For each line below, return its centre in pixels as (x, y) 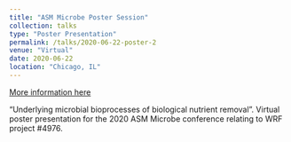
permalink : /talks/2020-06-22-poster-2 (83, 42)
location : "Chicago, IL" (55, 67)
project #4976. (36, 128)
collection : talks (43, 26)
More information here (50, 92)
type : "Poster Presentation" (63, 34)
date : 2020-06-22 (41, 59)
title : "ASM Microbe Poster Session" (79, 17)
